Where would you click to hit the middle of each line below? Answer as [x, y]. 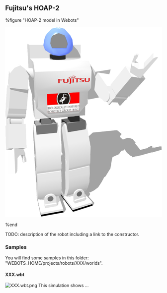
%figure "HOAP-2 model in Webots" [42, 20]
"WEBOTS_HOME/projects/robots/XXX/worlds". [54, 263]
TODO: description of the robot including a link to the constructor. [72, 234]
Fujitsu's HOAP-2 [32, 8]
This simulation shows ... [63, 286]
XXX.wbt [15, 274]
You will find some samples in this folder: [47, 258]
